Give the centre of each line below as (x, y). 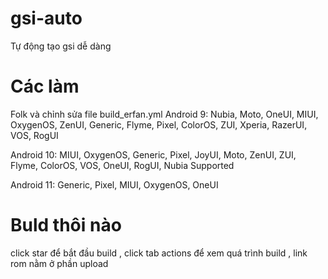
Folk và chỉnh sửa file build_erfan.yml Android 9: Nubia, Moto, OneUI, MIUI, (164, 114)
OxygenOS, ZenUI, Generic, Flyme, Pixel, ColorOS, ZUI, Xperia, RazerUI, (159, 124)
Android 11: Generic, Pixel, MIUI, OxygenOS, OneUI (114, 184)
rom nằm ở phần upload (59, 263)
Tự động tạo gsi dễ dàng (61, 46)
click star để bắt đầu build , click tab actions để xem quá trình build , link (159, 253)
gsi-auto (46, 18)
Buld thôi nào (66, 225)
